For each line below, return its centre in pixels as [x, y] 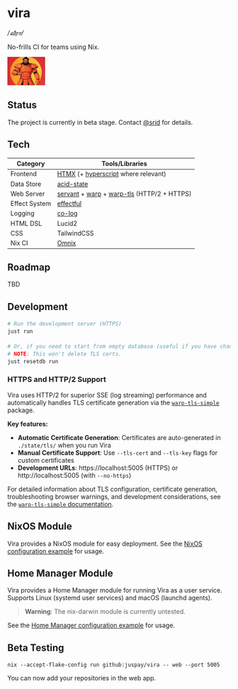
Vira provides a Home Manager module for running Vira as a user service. [115, 590]
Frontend [24, 174]
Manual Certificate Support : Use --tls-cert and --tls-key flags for [118, 453]
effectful [69, 204]
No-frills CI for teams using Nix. [53, 47]
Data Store [26, 184]
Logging [22, 214]
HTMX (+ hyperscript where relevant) [112, 174]
